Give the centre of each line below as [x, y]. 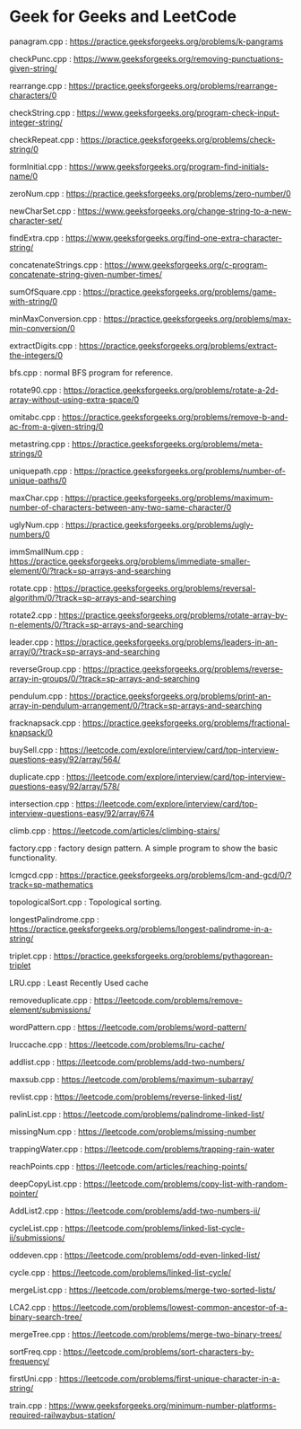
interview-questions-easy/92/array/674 [82, 813]
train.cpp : [28, 1405]
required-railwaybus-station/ [62, 1415]
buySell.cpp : [34, 750]
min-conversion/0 [43, 328]
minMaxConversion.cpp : [56, 318]
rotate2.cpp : [33, 615]
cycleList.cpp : [36, 1228]
